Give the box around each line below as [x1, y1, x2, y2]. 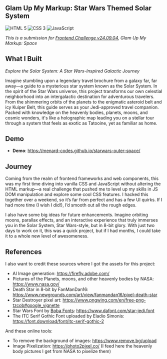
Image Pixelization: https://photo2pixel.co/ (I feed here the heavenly [12, 343, 152, 349]
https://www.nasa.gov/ [12, 281, 59, 287]
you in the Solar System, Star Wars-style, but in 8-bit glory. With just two [5, 222, 155, 228]
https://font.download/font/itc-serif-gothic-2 [12, 318, 104, 324]
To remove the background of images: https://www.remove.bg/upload [12, 337, 157, 344]
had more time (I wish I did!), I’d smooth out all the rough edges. [5, 202, 136, 208]
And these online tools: [5, 328, 52, 334]
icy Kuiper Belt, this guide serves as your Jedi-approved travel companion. [5, 104, 159, 110]
